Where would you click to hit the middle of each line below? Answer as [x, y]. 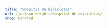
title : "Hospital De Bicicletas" [39, 9]
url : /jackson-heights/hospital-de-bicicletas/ [54, 14]
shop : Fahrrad [19, 18]
